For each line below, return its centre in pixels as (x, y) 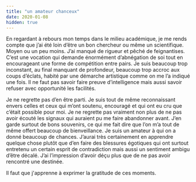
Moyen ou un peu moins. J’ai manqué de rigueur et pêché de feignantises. (96, 51)
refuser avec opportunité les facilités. (51, 89)
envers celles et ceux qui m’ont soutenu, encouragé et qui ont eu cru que (94, 106)
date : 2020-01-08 (27, 17)
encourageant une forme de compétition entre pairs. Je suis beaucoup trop (97, 64)
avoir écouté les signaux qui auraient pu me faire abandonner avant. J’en (94, 118)
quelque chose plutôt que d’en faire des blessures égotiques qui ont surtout (97, 143)
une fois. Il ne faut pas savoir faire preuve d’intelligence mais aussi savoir (94, 82)
